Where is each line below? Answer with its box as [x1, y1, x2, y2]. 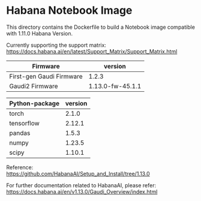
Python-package [9, 99, 60, 107]
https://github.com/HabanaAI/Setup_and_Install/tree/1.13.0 [6, 170, 150, 177]
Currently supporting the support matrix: [6, 41, 107, 49]
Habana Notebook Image [6, 4, 133, 17]
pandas [9, 128, 31, 137]
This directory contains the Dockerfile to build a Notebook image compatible [6, 23, 195, 31]
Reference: [6, 163, 34, 171]
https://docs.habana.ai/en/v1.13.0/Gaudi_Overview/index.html [6, 188, 158, 195]
